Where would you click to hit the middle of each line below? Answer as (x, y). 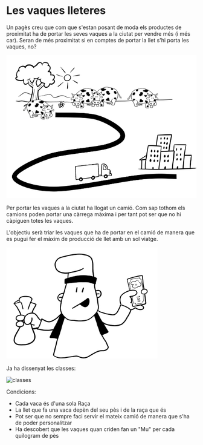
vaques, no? (21, 47)
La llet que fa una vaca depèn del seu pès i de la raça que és (90, 410)
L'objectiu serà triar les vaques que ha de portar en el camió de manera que (101, 232)
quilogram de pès (37, 435)
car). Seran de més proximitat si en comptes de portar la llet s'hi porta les (98, 40)
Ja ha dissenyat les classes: (41, 368)
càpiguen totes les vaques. (40, 220)
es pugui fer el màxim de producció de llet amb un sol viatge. (82, 239)
